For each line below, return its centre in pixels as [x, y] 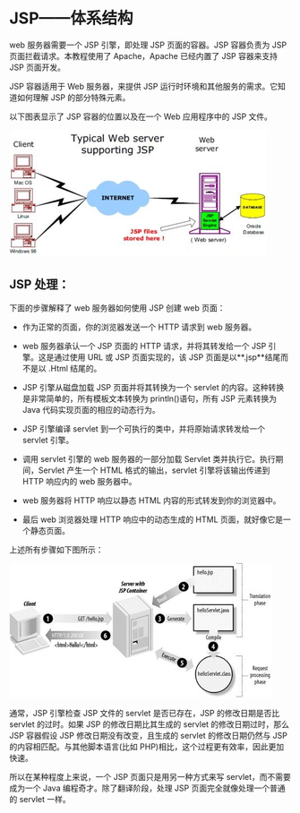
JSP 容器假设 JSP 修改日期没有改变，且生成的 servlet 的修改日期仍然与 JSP [149, 735]
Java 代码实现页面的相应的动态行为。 [91, 409]
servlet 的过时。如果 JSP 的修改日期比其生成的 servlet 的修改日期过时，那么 [149, 724]
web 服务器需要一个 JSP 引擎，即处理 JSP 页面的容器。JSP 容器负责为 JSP [148, 45]
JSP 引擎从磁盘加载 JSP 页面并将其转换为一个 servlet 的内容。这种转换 [153, 387]
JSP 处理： [39, 284]
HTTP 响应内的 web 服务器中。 [79, 481]
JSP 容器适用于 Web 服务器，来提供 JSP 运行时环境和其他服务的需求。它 [144, 86]
